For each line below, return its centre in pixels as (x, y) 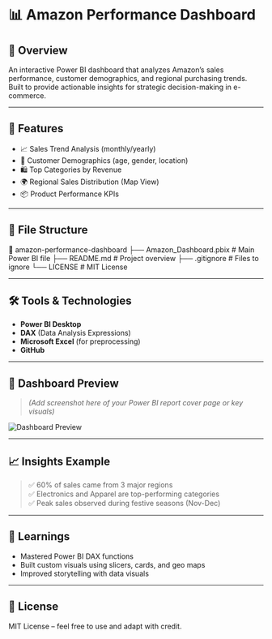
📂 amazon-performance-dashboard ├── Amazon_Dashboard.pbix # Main (132, 249)
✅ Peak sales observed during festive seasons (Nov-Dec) (124, 504)
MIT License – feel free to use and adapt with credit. (95, 626)
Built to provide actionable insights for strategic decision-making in (120, 87)
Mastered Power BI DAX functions (76, 556)
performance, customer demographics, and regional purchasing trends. (128, 78)
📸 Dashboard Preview (64, 383)
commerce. (28, 96)
